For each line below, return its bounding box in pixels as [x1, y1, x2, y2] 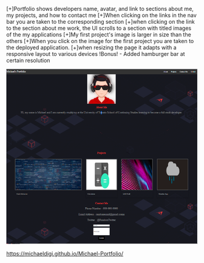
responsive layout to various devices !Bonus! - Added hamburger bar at [6, 50, 185, 57]
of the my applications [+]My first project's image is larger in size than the [6, 31, 191, 38]
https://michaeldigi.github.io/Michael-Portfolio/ [6, 250, 123, 257]
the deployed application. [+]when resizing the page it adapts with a [6, 44, 177, 51]
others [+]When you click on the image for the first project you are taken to [6, 38, 194, 44]
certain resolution [6, 57, 50, 64]
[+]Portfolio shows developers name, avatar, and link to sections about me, [6, 5, 194, 12]
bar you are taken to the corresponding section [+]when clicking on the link [6, 18, 195, 25]
